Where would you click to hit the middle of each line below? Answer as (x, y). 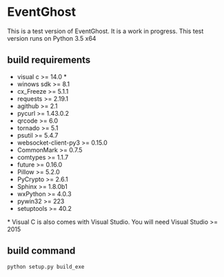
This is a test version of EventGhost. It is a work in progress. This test (105, 31)
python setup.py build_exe (46, 267)
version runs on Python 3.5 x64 (52, 38)
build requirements (49, 60)
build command (41, 251)
